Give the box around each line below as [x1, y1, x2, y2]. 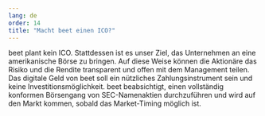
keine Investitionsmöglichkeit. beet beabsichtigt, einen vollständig [8, 82, 224, 91]
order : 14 [8, 19, 41, 27]
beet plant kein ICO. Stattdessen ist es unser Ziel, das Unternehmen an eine [8, 48, 256, 58]
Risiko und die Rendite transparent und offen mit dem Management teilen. [8, 65, 250, 75]
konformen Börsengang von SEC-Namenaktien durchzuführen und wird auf [8, 91, 256, 100]
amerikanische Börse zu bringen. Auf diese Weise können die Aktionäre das [8, 56, 257, 66]
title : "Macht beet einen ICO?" [8, 26, 115, 34]
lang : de [8, 11, 37, 20]
